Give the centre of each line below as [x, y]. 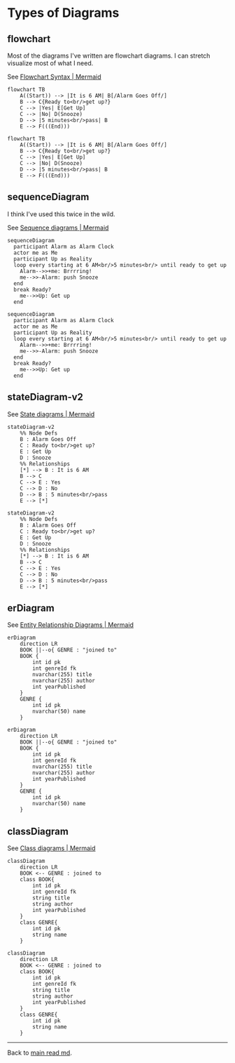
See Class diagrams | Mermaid [51, 848]
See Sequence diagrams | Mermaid [58, 227]
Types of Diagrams [63, 13]
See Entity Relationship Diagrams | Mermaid [71, 625]
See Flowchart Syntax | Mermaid [54, 77]
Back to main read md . [40, 1053]
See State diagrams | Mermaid [51, 414]
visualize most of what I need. [50, 63]
